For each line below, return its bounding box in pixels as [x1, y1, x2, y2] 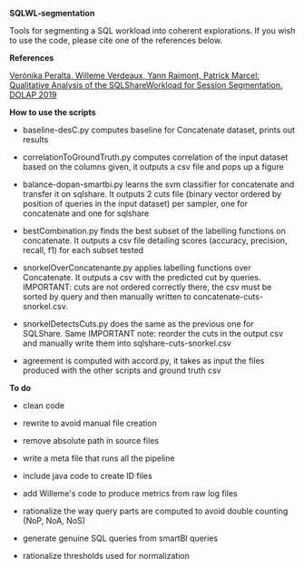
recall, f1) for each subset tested [22, 245, 143, 255]
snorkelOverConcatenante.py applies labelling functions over [22, 262, 251, 273]
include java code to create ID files [22, 471, 152, 481]
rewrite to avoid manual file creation [22, 417, 157, 428]
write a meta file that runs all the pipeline [22, 453, 175, 464]
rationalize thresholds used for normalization [22, 551, 191, 561]
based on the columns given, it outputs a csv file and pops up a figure [22, 162, 284, 171]
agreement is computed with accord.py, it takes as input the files [22, 356, 265, 366]
